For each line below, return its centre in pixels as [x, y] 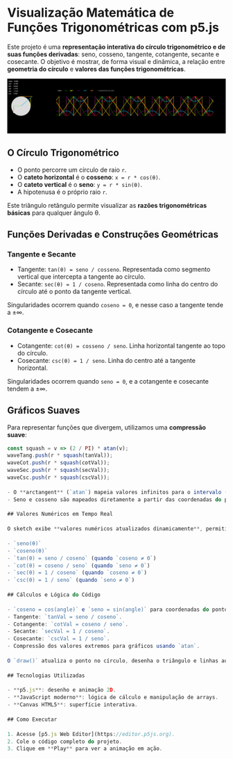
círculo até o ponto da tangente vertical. [74, 292]
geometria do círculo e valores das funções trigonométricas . [96, 69]
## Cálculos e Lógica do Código [54, 595]
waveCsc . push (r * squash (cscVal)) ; [59, 478]
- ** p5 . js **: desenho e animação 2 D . [62, 690]
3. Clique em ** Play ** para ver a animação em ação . [85, 749]
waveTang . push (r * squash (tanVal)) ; [60, 456]
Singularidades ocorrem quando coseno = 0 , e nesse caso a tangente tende [115, 305]
